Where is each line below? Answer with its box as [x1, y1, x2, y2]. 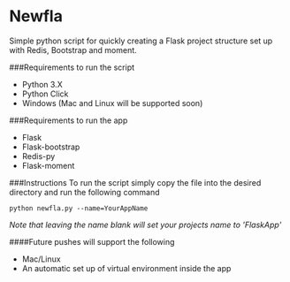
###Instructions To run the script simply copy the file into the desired [9, 177, 262, 187]
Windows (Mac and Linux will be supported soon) [21, 97, 203, 108]
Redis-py [21, 150, 56, 161]
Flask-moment [21, 160, 75, 171]
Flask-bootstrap [21, 141, 80, 152]
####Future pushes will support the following [9, 236, 175, 247]
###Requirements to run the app [9, 115, 128, 126]
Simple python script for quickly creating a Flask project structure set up [9, 35, 273, 46]
